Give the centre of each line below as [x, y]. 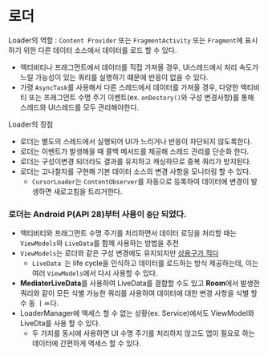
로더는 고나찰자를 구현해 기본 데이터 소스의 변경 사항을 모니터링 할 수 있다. [135, 171]
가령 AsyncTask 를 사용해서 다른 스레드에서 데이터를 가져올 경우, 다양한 [129, 87]
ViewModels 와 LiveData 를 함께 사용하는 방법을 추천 [99, 243]
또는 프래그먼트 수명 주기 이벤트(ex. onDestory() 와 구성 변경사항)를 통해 [141, 97]
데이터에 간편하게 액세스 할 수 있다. [87, 343]
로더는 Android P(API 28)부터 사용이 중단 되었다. [97, 214]
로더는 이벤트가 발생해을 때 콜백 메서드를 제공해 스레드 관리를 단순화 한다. [134, 151]
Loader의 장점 [31, 124]
